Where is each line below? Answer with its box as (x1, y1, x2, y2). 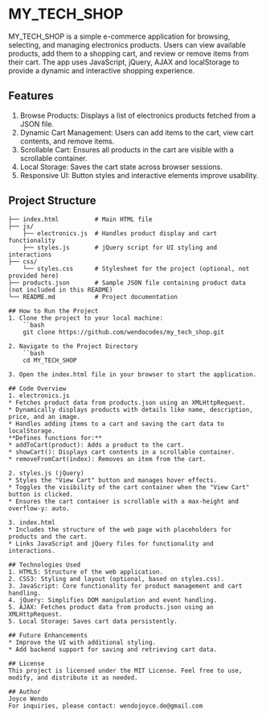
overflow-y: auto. (8, 504, 70, 513)
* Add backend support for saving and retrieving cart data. (8, 645, 218, 654)
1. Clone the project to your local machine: (8, 313, 163, 322)
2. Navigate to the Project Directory (8, 342, 138, 351)
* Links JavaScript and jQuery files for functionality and (8, 539, 215, 548)
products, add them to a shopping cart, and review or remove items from (8, 48, 249, 58)
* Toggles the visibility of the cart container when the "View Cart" (8, 483, 250, 492)
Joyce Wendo (8, 695, 48, 703)
